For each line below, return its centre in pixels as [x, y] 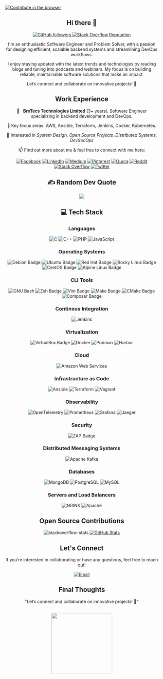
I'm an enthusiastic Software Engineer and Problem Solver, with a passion [82, 44]
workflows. [82, 54]
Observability [82, 402]
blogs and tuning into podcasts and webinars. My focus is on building [82, 69]
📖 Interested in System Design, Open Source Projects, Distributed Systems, [82, 135]
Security [82, 425]
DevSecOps [82, 140]
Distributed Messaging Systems [82, 448]
